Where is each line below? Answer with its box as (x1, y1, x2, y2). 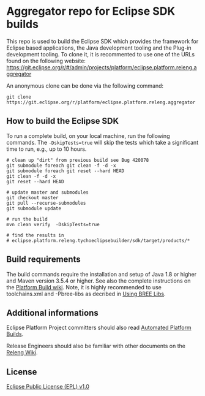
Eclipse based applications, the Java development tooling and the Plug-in (6, 44, 192, 51)
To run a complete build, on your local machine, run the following (6, 132, 170, 139)
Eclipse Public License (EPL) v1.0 (6, 383, 90, 390)
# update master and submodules (6, 189, 89, 196)
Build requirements (6, 254, 81, 265)
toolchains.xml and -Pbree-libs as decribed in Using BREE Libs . (6, 290, 166, 297)
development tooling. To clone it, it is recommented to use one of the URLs (6, 50, 195, 58)
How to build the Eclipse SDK (6, 116, 119, 126)
